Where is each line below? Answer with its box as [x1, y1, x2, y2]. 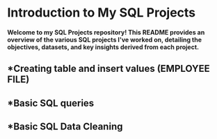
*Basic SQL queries [7, 97, 95, 109]
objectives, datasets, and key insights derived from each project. [7, 43, 200, 51]
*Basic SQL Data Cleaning [7, 120, 123, 132]
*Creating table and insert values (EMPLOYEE [7, 63, 210, 75]
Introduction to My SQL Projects [7, 5, 196, 21]
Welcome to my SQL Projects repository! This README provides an [7, 28, 205, 36]
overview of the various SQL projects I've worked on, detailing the [7, 35, 202, 44]
